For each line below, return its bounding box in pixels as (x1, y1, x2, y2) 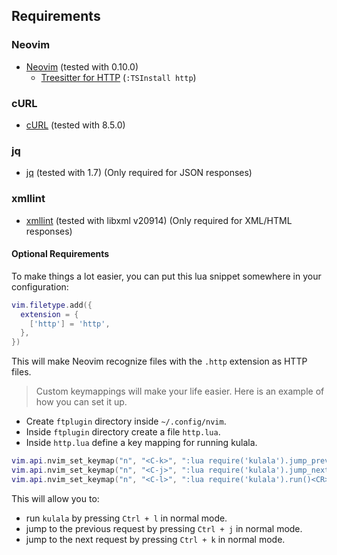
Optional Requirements (11, 248, 110, 260)
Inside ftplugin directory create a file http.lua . (25, 426, 221, 438)
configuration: (11, 280, 69, 293)
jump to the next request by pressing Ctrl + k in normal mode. (25, 533, 286, 545)
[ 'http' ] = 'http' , (29, 319, 111, 329)
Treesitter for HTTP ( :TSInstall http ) (40, 71, 197, 83)
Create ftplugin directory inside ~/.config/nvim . (25, 415, 227, 428)
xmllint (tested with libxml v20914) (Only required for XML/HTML (25, 214, 293, 226)
